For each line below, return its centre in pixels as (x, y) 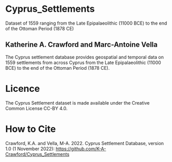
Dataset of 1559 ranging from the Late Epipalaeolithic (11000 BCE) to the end (86, 23)
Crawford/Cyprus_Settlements (37, 154)
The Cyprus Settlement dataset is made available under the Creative (78, 103)
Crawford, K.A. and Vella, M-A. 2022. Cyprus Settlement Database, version (85, 143)
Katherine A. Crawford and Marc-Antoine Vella (81, 45)
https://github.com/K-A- (81, 149)
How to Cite (31, 129)
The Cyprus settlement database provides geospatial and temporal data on (85, 57)
